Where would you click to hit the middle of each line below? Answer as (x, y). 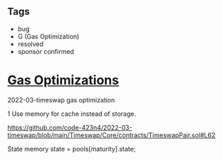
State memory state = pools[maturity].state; (72, 149)
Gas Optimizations (63, 80)
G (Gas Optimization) (48, 36)
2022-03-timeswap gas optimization (61, 100)
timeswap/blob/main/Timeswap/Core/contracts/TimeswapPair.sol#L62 (111, 135)
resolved (31, 44)
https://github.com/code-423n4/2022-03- (70, 127)
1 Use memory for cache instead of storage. (72, 114)
